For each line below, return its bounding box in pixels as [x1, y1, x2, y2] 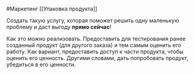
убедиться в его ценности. [6, 61, 76, 68]
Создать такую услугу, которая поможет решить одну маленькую [6, 17, 179, 24]
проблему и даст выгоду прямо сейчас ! [6, 24, 112, 30]
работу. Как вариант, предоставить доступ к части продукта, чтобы [6, 48, 184, 55]
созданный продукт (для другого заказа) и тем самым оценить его [6, 42, 182, 49]
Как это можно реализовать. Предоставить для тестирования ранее [6, 35, 186, 42]
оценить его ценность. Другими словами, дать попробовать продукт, [6, 55, 189, 61]
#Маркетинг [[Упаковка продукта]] [6, 5, 98, 12]
